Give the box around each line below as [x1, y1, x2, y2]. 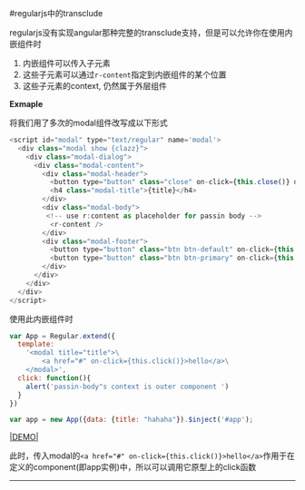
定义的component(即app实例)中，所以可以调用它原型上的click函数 [9, 462, 257, 473]
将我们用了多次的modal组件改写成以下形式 [9, 117, 168, 128]
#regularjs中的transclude [9, 8, 103, 18]
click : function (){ [17, 373, 92, 383]
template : [17, 339, 54, 349]
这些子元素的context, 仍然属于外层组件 [22, 81, 168, 91]
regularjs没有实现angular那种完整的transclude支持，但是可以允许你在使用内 [9, 27, 293, 38]
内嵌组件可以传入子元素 [22, 58, 111, 68]
